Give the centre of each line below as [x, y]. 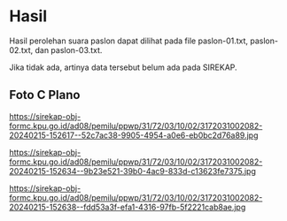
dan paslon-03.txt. [69, 50]
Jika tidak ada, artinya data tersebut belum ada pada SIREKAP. [123, 67]
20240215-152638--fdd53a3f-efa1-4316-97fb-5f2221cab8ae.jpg [128, 207]
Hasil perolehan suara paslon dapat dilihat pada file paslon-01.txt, [129, 41]
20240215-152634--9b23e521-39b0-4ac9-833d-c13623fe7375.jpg [133, 171]
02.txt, [21, 50]
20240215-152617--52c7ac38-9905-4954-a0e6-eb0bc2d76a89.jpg [134, 135]
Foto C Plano [45, 95]
